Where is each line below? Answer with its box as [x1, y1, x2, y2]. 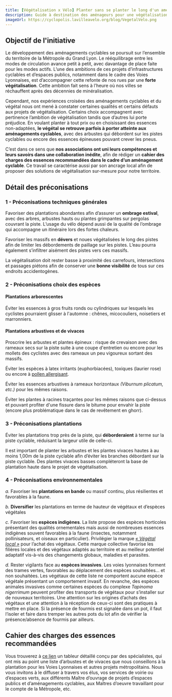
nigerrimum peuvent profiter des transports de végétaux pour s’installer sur [5, 589, 165, 595]
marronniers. [5, 316, 32, 322]
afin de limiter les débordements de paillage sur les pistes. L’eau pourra [5, 242, 156, 248]
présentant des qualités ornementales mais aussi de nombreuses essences [5, 524, 164, 530]
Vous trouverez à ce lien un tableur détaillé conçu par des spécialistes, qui [5, 653, 162, 659]
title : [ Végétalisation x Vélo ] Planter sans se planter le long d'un [5, 7, 159, 13]
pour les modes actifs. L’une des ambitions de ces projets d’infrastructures [5, 66, 163, 72]
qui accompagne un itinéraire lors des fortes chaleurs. [5, 226, 119, 232]
